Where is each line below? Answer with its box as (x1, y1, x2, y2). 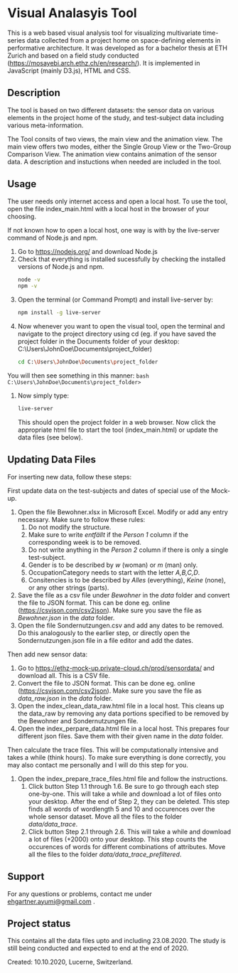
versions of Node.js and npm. (17, 262, 104, 271)
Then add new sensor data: (7, 649, 87, 659)
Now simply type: (17, 391, 70, 400)
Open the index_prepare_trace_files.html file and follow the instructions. (17, 774, 228, 783)
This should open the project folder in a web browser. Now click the (17, 418, 216, 426)
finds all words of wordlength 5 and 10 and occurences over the (28, 804, 215, 813)
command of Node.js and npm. (7, 233, 98, 242)
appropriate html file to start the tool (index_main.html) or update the (17, 425, 219, 434)
